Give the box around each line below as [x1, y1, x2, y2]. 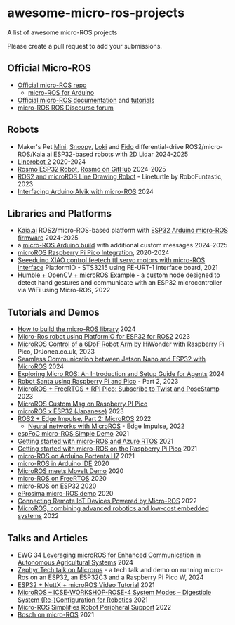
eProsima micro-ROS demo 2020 [17, 489, 114, 498]
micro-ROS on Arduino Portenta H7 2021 [17, 452, 135, 460]
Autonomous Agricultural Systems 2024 [17, 558, 133, 567]
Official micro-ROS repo [17, 81, 87, 89]
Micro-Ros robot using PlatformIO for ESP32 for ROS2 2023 [17, 333, 191, 341]
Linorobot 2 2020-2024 [17, 157, 86, 166]
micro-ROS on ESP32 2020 [17, 482, 97, 490]
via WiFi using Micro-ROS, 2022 [17, 286, 111, 295]
